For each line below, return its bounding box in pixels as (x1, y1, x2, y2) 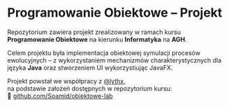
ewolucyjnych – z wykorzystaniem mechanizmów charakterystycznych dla (7, 56, 222, 64)
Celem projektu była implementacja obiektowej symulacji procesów (7, 49, 201, 57)
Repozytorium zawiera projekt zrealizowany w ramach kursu (7, 28, 182, 36)
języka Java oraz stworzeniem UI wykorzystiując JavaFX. (7, 63, 173, 72)
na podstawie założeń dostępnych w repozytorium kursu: (7, 84, 172, 92)
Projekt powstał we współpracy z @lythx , (7, 76, 126, 85)
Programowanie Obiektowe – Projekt (7, 5, 223, 21)
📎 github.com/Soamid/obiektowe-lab (7, 92, 113, 100)
